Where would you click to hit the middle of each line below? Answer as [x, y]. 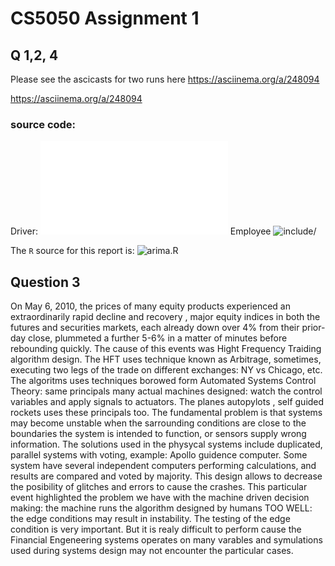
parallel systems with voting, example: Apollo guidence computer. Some [159, 455]
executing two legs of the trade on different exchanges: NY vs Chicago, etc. [166, 370]
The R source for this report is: [72, 251]
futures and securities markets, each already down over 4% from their [155, 328]
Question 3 [45, 282]
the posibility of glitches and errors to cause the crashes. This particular [159, 487]
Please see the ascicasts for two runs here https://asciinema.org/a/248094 [165, 79]
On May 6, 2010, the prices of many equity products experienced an [150, 306]
